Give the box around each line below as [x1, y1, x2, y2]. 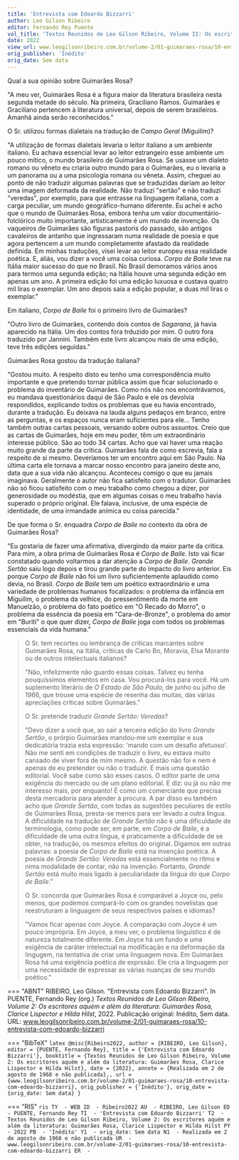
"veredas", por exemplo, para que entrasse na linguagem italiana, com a [7, 193, 219, 202]
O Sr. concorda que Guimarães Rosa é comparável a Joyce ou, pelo [24, 890, 223, 899]
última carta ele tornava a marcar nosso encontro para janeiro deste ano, [7, 461, 221, 469]
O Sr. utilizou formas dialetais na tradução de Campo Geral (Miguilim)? [7, 126, 214, 135]
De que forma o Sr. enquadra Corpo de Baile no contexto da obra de [7, 520, 208, 528]
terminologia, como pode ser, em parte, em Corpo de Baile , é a [24, 824, 210, 833]
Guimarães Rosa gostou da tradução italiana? [7, 356, 140, 364]
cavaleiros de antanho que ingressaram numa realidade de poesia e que [7, 231, 219, 240]
